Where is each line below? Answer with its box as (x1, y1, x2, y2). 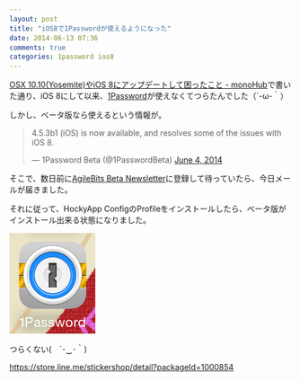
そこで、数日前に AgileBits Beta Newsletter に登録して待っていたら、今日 (9, 173, 276, 184)
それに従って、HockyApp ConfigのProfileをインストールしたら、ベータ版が (9, 203, 287, 215)
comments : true (9, 43, 66, 52)
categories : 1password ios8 (9, 52, 115, 62)
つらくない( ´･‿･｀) (9, 344, 88, 355)
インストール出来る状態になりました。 (9, 215, 151, 226)
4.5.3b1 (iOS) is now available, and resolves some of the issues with (31, 128, 282, 138)
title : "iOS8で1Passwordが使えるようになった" (9, 23, 172, 33)
